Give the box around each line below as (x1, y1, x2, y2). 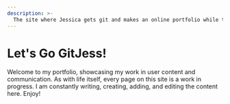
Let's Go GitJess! (7, 46, 107, 61)
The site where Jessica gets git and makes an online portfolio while (13, 16, 219, 23)
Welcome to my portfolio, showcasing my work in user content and (7, 68, 196, 76)
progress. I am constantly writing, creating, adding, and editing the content (7, 82, 218, 90)
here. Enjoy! (7, 90, 41, 98)
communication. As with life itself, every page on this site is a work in (7, 75, 202, 84)
